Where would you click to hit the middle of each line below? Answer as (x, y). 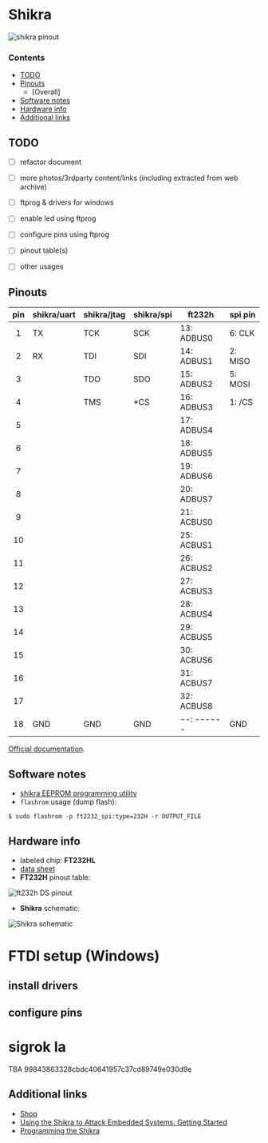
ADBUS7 (197, 499)
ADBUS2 (197, 384)
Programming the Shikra (60, 1130)
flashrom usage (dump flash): (68, 802)
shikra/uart (54, 315)
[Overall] (46, 92)
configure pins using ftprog (65, 234)
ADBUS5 (197, 454)
